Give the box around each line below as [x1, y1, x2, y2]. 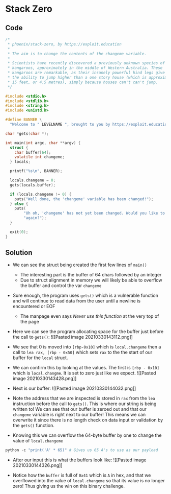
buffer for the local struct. [12, 355, 68, 361]
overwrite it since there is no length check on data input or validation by [12, 417, 163, 423]
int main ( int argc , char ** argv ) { [5, 140, 81, 146]
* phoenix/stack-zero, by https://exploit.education [7, 41, 122, 46]
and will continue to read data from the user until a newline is [12, 298, 141, 304]
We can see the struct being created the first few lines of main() [12, 262, 147, 268]
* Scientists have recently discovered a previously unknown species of [7, 61, 165, 66]
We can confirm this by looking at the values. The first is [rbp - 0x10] [12, 365, 159, 371]
